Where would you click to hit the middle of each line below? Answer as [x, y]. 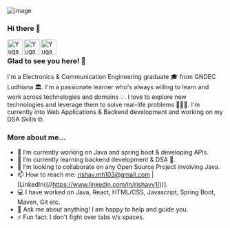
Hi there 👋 [24, 28]
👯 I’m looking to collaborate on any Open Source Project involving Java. [118, 167]
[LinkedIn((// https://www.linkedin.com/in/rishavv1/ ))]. [93, 184]
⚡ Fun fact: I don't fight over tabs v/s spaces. [81, 217]
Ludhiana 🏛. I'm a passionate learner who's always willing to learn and [108, 87]
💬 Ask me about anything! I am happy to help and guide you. [103, 209]
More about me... [37, 137]
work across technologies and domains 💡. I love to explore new [97, 97]
